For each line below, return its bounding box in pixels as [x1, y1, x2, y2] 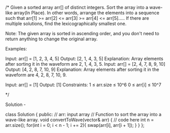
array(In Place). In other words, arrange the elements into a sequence [13, 10, 159, 16]
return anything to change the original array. [5, 36, 98, 42]
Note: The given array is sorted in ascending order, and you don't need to [5, 31, 159, 36]
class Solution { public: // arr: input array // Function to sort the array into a [5, 112, 162, 117]
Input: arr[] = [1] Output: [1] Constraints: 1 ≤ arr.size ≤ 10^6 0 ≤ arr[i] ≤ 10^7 [5, 82, 161, 88]
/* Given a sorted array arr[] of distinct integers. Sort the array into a [5, 5, 149, 10]
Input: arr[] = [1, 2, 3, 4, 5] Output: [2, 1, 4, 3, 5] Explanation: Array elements [5, 56, 164, 62]
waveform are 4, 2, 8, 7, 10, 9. [5, 72, 67, 78]
